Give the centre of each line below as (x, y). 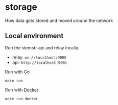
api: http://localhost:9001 (39, 62)
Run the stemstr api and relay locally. (42, 47)
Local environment (34, 36)
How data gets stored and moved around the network (59, 21)
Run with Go (17, 72)
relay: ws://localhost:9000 (39, 57)
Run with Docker (22, 90)
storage (21, 7)
